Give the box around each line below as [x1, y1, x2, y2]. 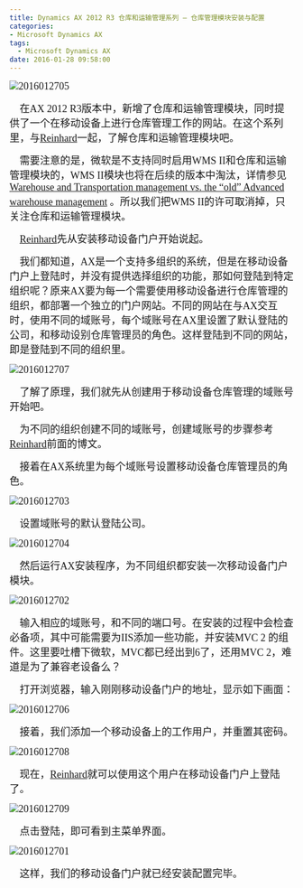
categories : [9, 22, 54, 31]
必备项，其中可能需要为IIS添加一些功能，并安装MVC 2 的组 [9, 631, 289, 644]
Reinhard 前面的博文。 [9, 438, 108, 450]
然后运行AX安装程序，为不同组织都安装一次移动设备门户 [19, 560, 289, 572]
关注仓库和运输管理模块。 [9, 210, 132, 222]
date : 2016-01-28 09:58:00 [9, 55, 111, 64]
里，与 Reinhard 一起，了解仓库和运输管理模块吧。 [9, 132, 240, 145]
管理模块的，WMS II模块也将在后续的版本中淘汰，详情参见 [9, 169, 287, 182]
